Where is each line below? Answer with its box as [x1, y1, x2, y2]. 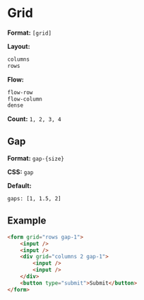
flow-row [7, 88, 33, 96]
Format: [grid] [7, 28, 52, 37]
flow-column [7, 96, 42, 103]
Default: [7, 182, 32, 190]
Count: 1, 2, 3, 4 [7, 115, 61, 123]
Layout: [7, 42, 30, 50]
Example [7, 214, 47, 227]
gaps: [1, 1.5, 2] [7, 195, 61, 202]
